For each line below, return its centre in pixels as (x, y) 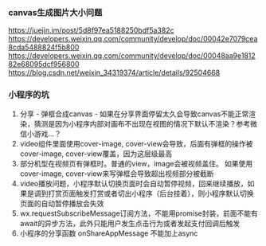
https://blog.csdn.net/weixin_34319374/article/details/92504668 (114, 72)
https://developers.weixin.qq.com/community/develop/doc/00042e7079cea (133, 39)
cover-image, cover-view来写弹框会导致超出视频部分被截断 (117, 174)
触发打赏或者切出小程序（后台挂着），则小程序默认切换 (164, 193)
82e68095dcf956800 (44, 64)
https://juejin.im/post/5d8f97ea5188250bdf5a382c (91, 30)
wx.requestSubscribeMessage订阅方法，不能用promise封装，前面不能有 (139, 213)
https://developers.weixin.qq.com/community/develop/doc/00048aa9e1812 (132, 56)
